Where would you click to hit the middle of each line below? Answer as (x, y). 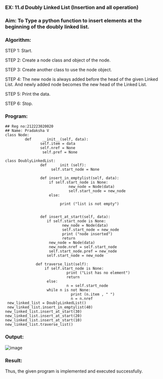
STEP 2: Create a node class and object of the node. (58, 60)
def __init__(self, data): (57, 139)
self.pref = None (60, 152)
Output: (14, 337)
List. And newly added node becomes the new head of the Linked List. (76, 85)
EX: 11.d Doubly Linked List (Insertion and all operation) (72, 7)
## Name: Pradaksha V (27, 131)
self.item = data (58, 144)
